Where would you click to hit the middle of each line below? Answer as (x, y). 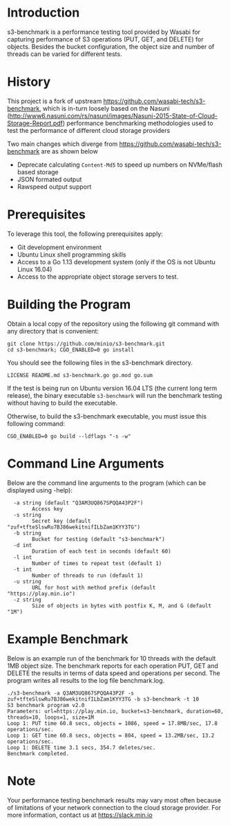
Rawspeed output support (54, 186)
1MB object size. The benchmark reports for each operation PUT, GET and (113, 666)
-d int (23, 545)
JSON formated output (49, 179)
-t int (23, 569)
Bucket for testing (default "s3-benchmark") (99, 539)
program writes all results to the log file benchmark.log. (86, 680)
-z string (27, 600)
